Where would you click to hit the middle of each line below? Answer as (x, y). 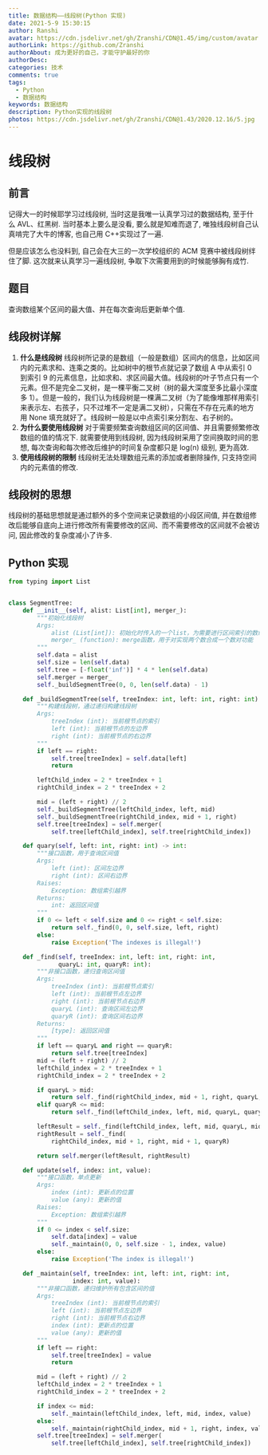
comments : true (33, 75)
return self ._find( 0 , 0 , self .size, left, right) (135, 928)
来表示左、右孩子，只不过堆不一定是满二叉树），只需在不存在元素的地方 (137, 407)
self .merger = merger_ (75, 677)
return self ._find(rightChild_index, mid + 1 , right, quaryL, (156, 1098)
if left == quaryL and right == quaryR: (105, 1046)
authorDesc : (28, 61)
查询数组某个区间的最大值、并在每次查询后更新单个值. (97, 309)
